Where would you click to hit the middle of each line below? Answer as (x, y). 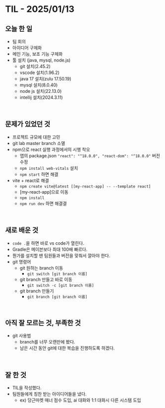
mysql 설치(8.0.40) (39, 85)
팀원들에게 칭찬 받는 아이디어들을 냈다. (49, 394)
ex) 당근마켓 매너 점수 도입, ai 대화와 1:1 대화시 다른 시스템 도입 (80, 400)
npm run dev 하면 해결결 (43, 203)
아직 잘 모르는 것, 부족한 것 (43, 323)
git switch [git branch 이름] (57, 274)
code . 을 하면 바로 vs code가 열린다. (48, 243)
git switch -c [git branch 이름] (60, 285)
